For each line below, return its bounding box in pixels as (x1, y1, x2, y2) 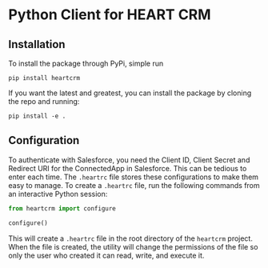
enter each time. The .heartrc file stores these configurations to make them (8, 172, 258, 182)
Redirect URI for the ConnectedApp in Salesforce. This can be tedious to (8, 163, 247, 173)
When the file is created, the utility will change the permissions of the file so (8, 242, 258, 251)
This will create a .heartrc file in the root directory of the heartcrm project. (8, 234, 254, 243)
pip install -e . (8, 112, 66, 120)
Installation (8, 38, 66, 51)
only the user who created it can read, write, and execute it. (8, 250, 205, 260)
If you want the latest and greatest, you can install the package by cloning (8, 88, 252, 98)
